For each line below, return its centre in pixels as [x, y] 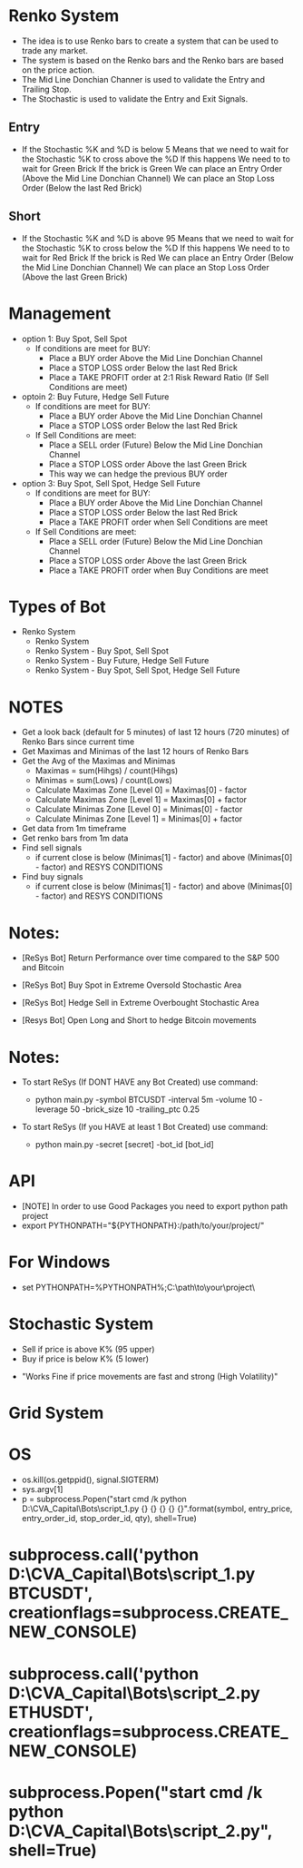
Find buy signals [52, 877]
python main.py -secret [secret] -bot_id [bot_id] [124, 1145]
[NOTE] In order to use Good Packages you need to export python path [155, 1206]
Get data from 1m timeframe [74, 829]
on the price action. [58, 70]
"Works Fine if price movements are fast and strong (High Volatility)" [150, 1377]
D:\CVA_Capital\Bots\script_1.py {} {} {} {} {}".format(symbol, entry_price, [157, 1509]
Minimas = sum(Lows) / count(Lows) [104, 781]
